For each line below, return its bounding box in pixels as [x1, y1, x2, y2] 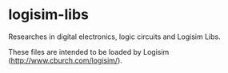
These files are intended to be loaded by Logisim [8, 47, 170, 56]
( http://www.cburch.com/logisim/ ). [8, 56, 122, 65]
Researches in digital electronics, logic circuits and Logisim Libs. [8, 32, 222, 41]
